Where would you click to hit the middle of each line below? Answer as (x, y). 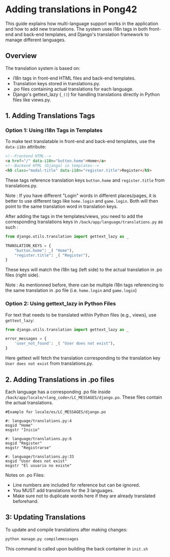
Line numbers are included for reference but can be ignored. (76, 485)
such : (12, 227)
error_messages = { (26, 339)
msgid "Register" (24, 443)
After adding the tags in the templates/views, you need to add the (74, 216)
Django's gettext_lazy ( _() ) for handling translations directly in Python (86, 94)
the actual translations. (29, 402)
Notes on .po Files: (25, 475)
